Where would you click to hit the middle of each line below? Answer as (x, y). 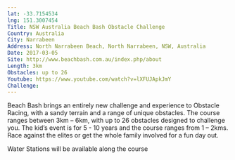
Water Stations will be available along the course (78, 149)
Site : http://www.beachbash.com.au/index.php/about (84, 60)
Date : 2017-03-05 (33, 53)
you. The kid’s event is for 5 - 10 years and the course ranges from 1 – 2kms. (118, 128)
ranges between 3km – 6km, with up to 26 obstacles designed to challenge (116, 121)
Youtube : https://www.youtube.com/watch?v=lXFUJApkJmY (89, 79)
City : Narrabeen (31, 40)
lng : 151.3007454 (33, 20)
